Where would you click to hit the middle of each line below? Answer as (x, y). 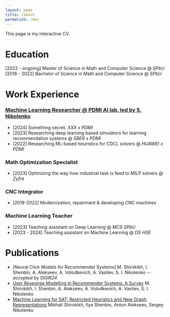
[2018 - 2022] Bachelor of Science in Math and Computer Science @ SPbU (83, 74)
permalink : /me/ (22, 19)
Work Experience (42, 94)
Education (27, 54)
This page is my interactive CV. (37, 34)
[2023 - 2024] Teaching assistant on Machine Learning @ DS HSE (82, 232)
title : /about (20, 15)
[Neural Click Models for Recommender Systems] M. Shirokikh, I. (80, 267)
